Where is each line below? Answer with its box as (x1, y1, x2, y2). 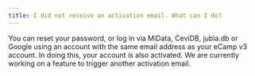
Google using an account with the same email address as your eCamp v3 (8, 41, 248, 51)
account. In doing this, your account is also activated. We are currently (8, 50, 240, 59)
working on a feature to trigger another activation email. (8, 59, 191, 68)
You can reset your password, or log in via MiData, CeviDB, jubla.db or (8, 33, 238, 43)
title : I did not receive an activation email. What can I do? (8, 11, 222, 20)
